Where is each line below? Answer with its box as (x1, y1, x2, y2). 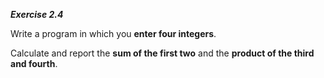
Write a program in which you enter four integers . (10, 28, 217, 39)
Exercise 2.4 (10, 9, 64, 20)
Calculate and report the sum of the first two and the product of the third (10, 47, 315, 59)
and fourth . (10, 58, 58, 69)
